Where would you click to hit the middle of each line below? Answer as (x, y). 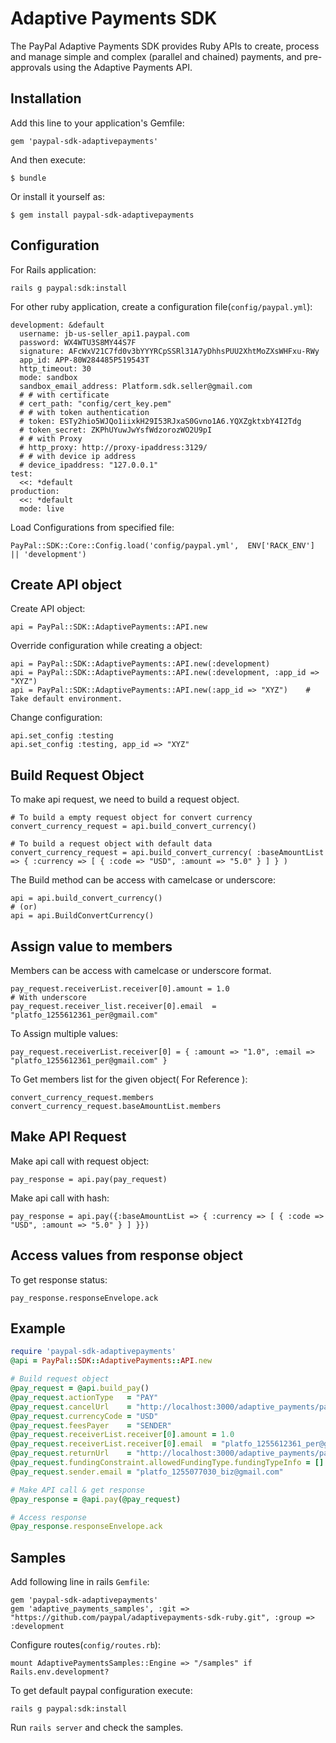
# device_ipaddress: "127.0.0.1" (89, 465)
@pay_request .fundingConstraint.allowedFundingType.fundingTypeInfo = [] (167, 1463)
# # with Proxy (51, 438)
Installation (46, 98)
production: (35, 491)
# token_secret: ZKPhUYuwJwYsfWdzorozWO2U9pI (116, 430)
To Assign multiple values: (64, 1033)
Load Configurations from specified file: (92, 527)
